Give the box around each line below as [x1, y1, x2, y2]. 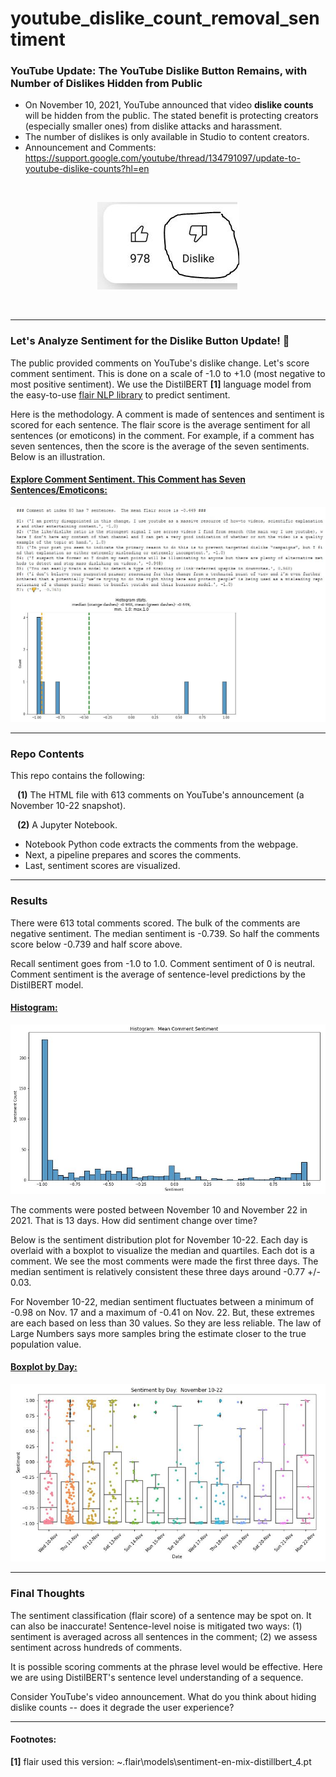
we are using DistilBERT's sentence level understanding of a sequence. [10, 1671, 304, 1683]
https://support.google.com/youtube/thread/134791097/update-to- [24, 152, 301, 164]
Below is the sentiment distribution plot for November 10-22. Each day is [10, 1233, 308, 1246]
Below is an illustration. [10, 450, 106, 462]
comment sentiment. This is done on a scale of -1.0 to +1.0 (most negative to [10, 367, 326, 379]
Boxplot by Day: [10, 1361, 78, 1373]
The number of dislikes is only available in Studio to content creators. [24, 131, 310, 143]
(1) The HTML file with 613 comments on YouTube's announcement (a [16, 789, 305, 801]
